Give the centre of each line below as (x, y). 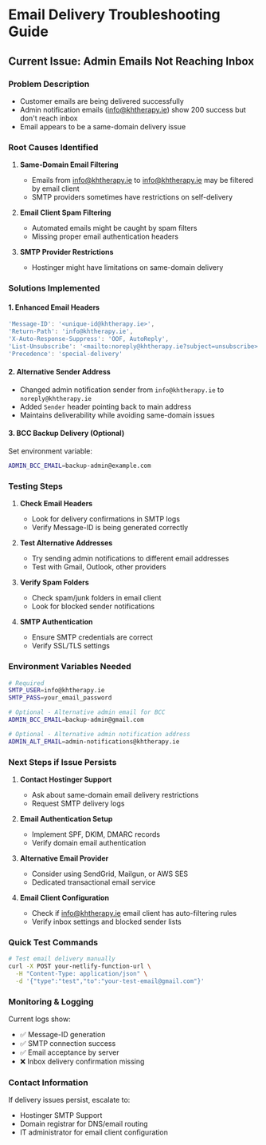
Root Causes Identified (53, 147)
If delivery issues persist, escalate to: (69, 1100)
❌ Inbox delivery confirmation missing (82, 1062)
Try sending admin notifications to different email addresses (130, 559)
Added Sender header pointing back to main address (106, 406)
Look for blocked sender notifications (93, 606)
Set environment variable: (51, 451)
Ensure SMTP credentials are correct (92, 637)
